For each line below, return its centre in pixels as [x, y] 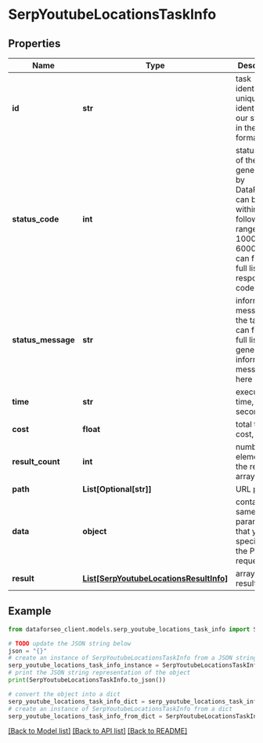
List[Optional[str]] [117, 489]
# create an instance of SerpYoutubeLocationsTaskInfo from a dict [121, 708]
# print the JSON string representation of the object [99, 673]
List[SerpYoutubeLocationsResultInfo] [155, 578]
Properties [34, 44]
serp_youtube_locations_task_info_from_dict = [85, 716]
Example [30, 611]
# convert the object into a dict [65, 694]
